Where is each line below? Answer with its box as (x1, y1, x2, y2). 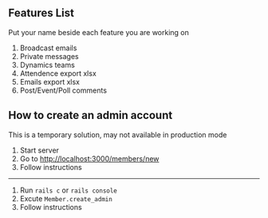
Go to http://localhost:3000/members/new (19, 153, 160, 163)
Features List (8, 6, 74, 20)
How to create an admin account (8, 109, 173, 122)
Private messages (19, 51, 79, 61)
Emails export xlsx (19, 77, 80, 86)
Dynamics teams (19, 60, 76, 69)
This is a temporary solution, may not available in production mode (8, 129, 227, 139)
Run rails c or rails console (19, 185, 118, 195)
